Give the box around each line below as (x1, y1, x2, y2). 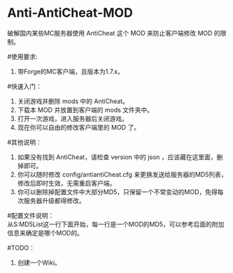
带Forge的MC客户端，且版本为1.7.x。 (17, 67, 124, 75)
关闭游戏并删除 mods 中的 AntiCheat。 (17, 96, 129, 105)
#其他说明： (7, 138, 42, 146)
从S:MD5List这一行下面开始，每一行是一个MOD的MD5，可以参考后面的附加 (7, 220, 225, 228)
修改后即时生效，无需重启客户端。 (17, 179, 116, 187)
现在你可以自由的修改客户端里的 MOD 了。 (17, 123, 141, 131)
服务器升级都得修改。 (23, 196, 85, 205)
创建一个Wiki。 (17, 258, 62, 267)
